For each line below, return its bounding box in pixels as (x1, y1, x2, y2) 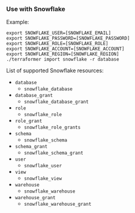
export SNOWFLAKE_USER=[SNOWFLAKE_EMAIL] (6, 30, 112, 36)
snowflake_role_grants (23, 125, 81, 131)
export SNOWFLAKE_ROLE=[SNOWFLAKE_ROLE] (6, 41, 109, 47)
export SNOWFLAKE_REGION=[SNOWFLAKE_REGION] (6, 51, 119, 57)
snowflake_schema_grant (23, 150, 84, 156)
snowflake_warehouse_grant (23, 201, 92, 208)
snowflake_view (23, 176, 62, 182)
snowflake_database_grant (23, 99, 89, 105)
